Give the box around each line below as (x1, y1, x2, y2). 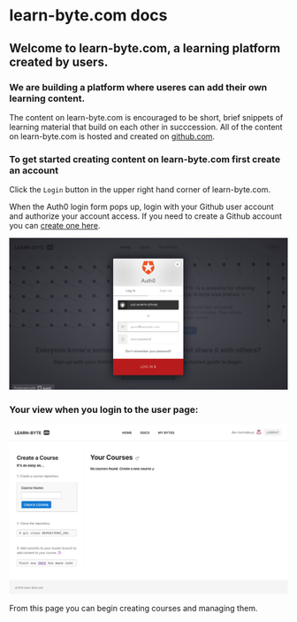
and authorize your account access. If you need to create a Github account (9, 211, 283, 222)
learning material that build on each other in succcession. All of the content (9, 121, 283, 132)
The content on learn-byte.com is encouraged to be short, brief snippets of (9, 112, 284, 122)
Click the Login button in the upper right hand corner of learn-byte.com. (9, 184, 271, 195)
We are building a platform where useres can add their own (9, 81, 268, 93)
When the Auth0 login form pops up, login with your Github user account (9, 201, 274, 213)
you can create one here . (9, 221, 101, 231)
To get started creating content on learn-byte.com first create (9, 152, 281, 165)
